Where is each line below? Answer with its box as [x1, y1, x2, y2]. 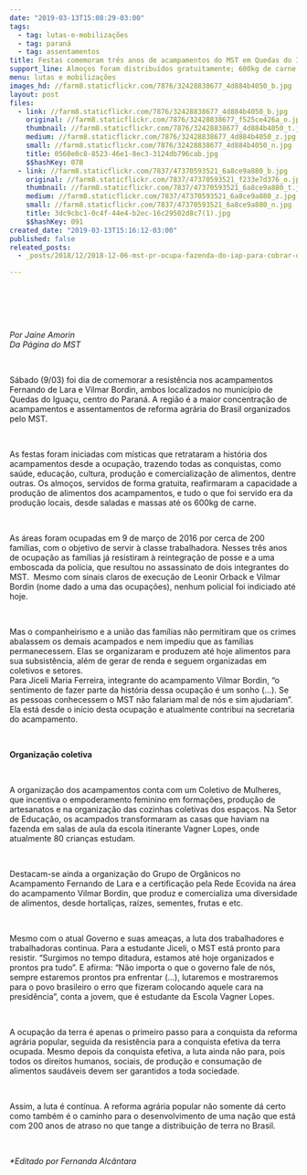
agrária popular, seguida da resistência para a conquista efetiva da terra [9, 1036, 281, 1047]
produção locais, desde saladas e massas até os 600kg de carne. [9, 497, 257, 508]
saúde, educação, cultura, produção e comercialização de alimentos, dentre [9, 468, 297, 480]
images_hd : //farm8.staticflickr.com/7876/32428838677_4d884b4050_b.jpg [9, 81, 292, 90]
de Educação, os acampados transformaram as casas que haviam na [9, 814, 270, 825]
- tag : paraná [17, 38, 71, 48]
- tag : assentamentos [17, 48, 101, 57]
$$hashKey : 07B [26, 157, 84, 167]
